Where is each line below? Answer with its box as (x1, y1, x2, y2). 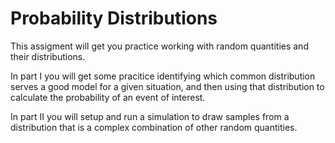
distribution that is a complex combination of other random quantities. (10, 121, 298, 133)
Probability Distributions (10, 7, 218, 30)
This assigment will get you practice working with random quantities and (10, 40, 309, 52)
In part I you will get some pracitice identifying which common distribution (10, 70, 316, 82)
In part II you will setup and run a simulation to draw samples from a (10, 110, 290, 122)
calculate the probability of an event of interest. (10, 91, 206, 103)
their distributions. (10, 50, 86, 62)
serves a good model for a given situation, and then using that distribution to (10, 80, 325, 92)
